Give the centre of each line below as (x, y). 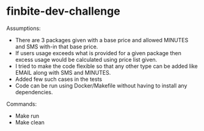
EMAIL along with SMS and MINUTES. (63, 72)
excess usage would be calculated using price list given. (86, 59)
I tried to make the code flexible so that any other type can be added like (107, 66)
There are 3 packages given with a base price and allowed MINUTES (102, 40)
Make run (27, 116)
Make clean (30, 122)
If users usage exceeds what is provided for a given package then (98, 53)
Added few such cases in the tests (59, 79)
